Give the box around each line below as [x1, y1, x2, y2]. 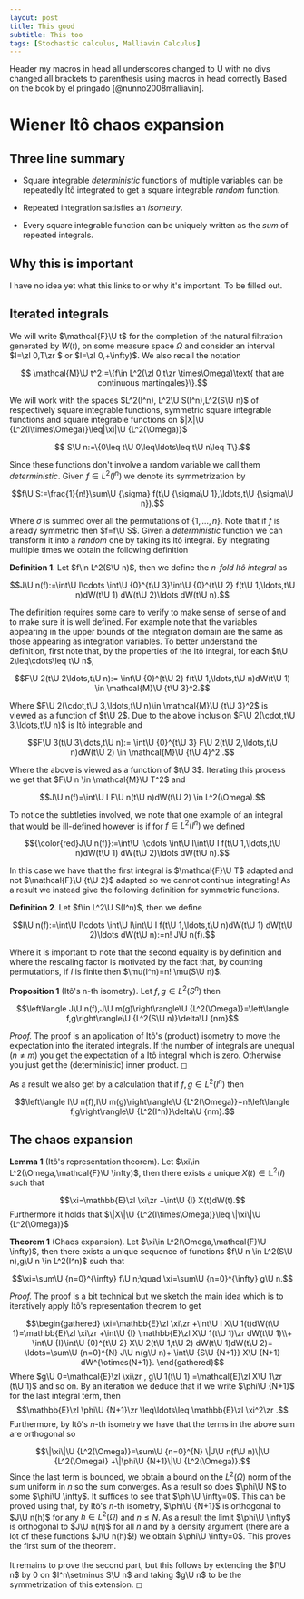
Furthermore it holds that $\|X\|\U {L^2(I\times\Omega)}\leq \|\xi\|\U [9, 1209, 261, 1220]
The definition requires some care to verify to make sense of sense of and [9, 607, 287, 618]
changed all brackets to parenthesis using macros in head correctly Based [9, 74, 288, 85]
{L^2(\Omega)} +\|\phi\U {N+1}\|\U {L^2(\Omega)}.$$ [54, 1455, 251, 1466]
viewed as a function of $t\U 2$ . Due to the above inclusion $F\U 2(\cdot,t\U [9, 709, 296, 720]
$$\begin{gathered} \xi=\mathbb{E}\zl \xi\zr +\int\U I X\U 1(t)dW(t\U [25, 1318, 279, 1329]
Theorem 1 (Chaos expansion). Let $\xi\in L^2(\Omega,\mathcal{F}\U [9, 1236, 267, 1247]
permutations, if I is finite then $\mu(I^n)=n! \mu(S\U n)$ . [9, 966, 222, 978]
